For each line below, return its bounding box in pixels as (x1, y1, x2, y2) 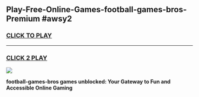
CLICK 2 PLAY (6, 53, 47, 62)
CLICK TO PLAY (6, 32, 52, 40)
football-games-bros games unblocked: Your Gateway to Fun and (6, 78, 171, 85)
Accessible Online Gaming (6, 84, 73, 91)
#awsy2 (41, 14, 72, 24)
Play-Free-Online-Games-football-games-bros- (6, 5, 187, 15)
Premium (6, 14, 40, 24)
